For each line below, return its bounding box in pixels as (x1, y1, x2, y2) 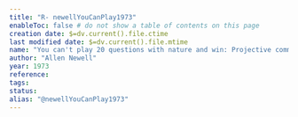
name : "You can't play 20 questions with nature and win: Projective (9, 46, 272, 55)
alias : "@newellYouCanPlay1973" (9, 94, 129, 104)
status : (9, 86, 38, 95)
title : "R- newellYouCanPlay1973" (9, 12, 137, 22)
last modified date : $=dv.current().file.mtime (9, 37, 189, 47)
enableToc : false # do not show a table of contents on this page (9, 21, 260, 30)
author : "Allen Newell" (9, 54, 98, 62)
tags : (9, 78, 29, 87)
